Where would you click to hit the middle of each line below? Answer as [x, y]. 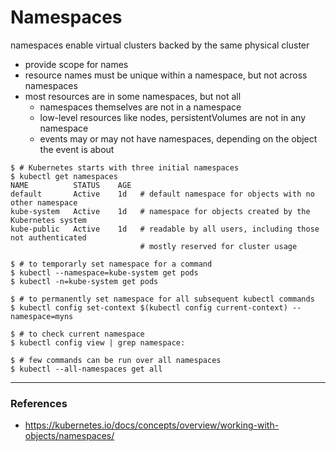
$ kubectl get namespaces [64, 176]
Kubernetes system [48, 220]
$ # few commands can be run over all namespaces [116, 360]
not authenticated [48, 237]
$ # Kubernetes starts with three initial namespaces [125, 167]
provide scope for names [76, 64]
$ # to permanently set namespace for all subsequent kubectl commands [162, 299]
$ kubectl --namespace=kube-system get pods [104, 272]
